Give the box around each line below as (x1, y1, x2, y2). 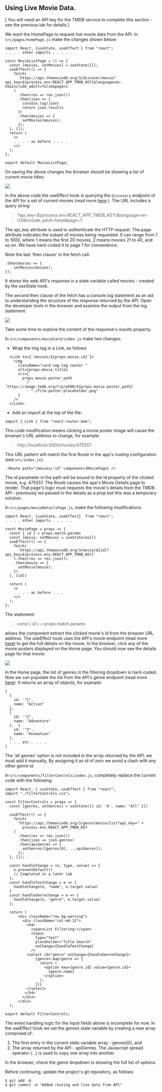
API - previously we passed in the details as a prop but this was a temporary (5, 490, 157, 496)
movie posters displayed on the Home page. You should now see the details (5, 646, 156, 651)
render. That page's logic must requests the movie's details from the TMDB (5, 485, 155, 491)
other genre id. (5, 763, 35, 769)
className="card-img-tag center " (17, 363, 88, 368)
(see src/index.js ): (5, 457, 44, 462)
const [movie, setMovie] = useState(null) (9, 535, 96, 540)
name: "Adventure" (14, 718, 51, 724)
